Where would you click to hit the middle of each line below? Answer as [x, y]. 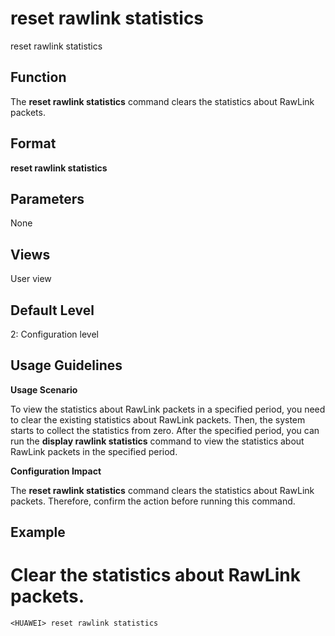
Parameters [47, 198]
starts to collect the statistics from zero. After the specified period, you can [165, 430]
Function [38, 77]
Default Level [52, 310]
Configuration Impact [56, 471]
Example [38, 532]
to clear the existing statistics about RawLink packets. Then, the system [158, 419]
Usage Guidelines [66, 365]
